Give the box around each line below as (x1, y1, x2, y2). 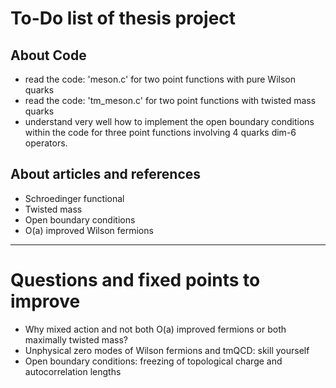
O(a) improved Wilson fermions (24, 224, 154, 236)
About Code (10, 47, 87, 64)
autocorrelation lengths (24, 365, 122, 377)
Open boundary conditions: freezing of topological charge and (24, 355, 283, 367)
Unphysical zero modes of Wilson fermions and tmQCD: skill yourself (24, 344, 310, 356)
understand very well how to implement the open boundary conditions (24, 116, 315, 127)
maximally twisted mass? (24, 333, 128, 346)
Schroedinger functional (24, 192, 125, 204)
